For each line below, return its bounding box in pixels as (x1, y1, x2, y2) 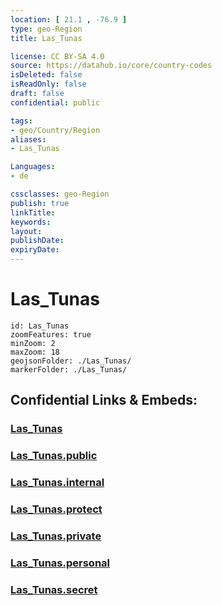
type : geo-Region (10, 24, 83, 34)
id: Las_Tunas (10, 321, 70, 331)
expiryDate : (10, 245, 60, 255)
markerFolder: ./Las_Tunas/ (10, 364, 128, 375)
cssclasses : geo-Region (10, 189, 110, 199)
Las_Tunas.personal (10, 556, 111, 570)
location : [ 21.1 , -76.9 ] (10, 14, 128, 25)
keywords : (10, 217, 52, 227)
